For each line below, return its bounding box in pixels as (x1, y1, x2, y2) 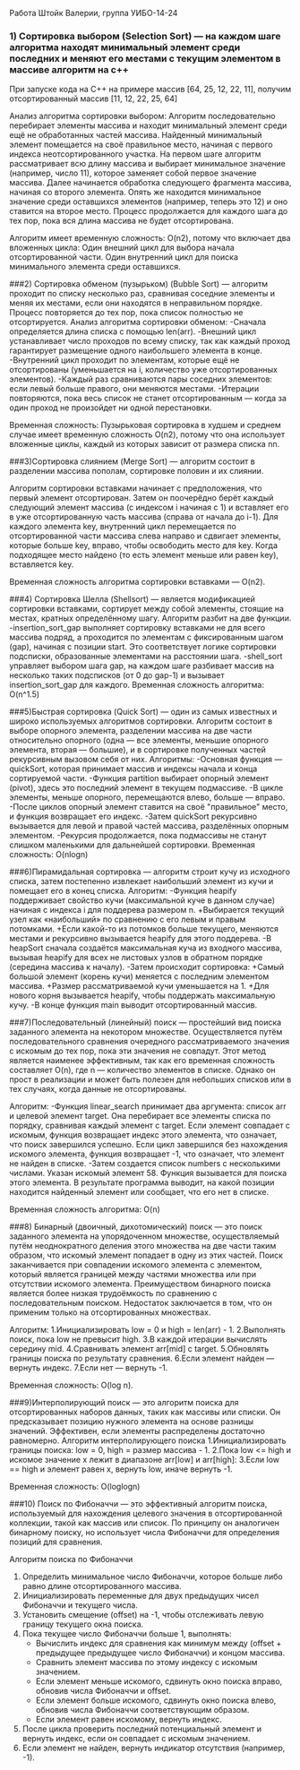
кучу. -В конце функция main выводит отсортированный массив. (9, 1000, 258, 1010)
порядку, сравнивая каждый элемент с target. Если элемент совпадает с (9, 1120, 291, 1131)
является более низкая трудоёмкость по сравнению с (9, 1288, 218, 1299)
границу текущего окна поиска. (21, 1619, 144, 1629)
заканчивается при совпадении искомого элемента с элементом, (9, 1259, 262, 1270)
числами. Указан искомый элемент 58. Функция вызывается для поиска (9, 1168, 287, 1179)
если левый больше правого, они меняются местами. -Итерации (9, 383, 260, 394)
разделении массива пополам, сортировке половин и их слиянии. (9, 466, 264, 477)
